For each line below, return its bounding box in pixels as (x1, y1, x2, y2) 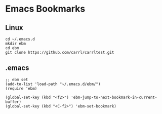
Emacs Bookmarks (5, 3, 86, 15)
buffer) (5, 99, 22, 104)
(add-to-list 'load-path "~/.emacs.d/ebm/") (5, 82, 101, 87)
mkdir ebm (5, 41, 26, 46)
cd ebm (5, 46, 19, 51)
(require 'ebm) (5, 86, 37, 91)
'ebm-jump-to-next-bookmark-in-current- (70, 95, 157, 100)
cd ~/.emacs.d (5, 36, 35, 42)
